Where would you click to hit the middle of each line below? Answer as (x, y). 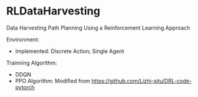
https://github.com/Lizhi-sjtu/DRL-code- (142, 81)
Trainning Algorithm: (32, 63)
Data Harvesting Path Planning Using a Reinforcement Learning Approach (98, 28)
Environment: (23, 39)
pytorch (25, 87)
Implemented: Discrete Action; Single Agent (69, 51)
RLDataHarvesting (53, 11)
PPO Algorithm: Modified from (53, 81)
